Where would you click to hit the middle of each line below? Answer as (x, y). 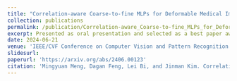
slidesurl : (23, 54)
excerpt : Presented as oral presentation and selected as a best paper (115, 33)
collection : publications (45, 20)
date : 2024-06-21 (33, 40)
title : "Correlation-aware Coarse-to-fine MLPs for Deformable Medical (115, 14)
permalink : (23, 27)
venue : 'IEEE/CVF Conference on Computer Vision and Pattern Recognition (118, 46)
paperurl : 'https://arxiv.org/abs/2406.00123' (77, 60)
